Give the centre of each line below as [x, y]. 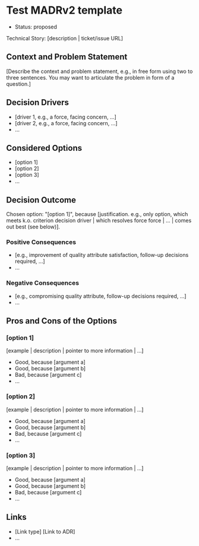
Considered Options [44, 148]
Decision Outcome [41, 200]
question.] [19, 84]
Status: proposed [36, 27]
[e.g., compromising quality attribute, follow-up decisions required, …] [100, 296]
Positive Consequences [41, 242]
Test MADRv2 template [64, 10]
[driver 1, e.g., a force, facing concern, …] [66, 117]
